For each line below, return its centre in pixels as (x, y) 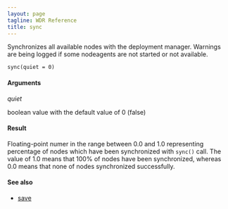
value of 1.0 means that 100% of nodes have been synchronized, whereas (114, 158)
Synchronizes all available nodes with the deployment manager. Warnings (114, 47)
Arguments (24, 82)
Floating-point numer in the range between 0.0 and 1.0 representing (106, 144)
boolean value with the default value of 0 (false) (77, 112)
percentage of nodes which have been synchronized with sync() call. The (114, 151)
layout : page (26, 14)
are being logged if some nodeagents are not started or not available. (108, 54)
